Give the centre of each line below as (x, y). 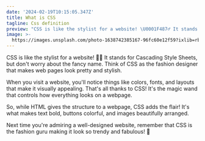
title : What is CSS (31, 18)
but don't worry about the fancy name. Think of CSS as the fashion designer (102, 64)
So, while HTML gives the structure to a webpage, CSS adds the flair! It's (98, 107)
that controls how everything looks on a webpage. (69, 95)
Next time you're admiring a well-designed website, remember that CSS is (99, 125)
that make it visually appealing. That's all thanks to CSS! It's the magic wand (102, 88)
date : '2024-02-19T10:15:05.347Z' (50, 12)
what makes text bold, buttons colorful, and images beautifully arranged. (98, 113)
